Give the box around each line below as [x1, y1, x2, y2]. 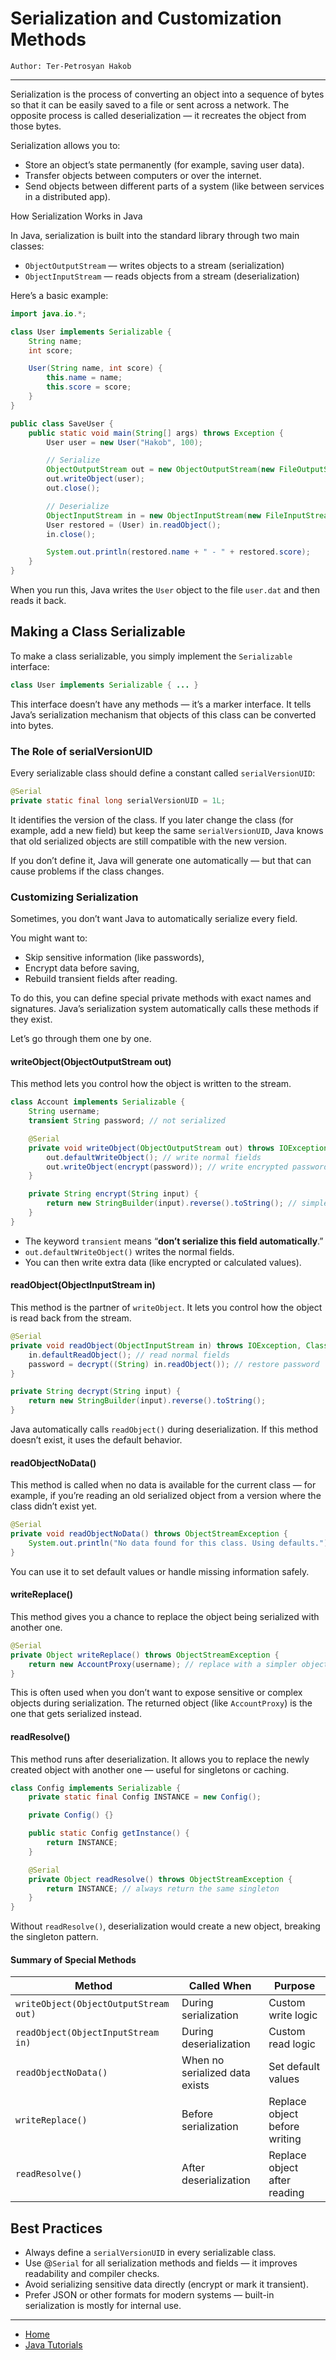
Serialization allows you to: [10, 139, 121, 151]
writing [268, 2132, 302, 2146]
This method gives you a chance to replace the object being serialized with [10, 1610, 320, 1622]
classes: [10, 240, 45, 252]
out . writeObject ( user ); [46, 474, 145, 484]
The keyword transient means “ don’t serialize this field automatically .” [24, 1235, 324, 1247]
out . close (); [46, 483, 101, 494]
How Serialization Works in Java [10, 210, 143, 222]
